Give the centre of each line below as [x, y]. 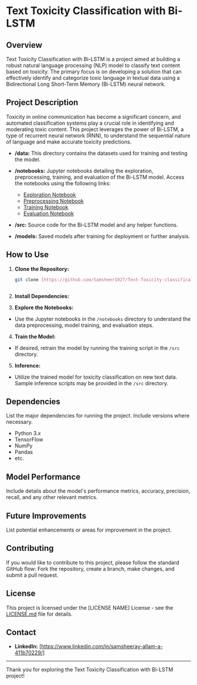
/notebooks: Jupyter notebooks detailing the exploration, [84, 171]
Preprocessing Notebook [53, 201]
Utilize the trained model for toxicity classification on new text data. [96, 377]
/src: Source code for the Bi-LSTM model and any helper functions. [96, 225]
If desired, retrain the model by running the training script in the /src [97, 347]
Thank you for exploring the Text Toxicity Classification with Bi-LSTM [90, 670]
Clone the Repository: [42, 269]
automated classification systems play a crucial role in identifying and [90, 123]
